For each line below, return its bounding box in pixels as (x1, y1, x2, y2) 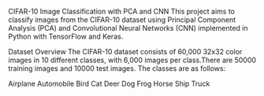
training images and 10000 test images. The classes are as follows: (8, 64, 226, 73)
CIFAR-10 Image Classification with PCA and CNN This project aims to (8, 7, 235, 16)
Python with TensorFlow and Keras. (8, 31, 124, 41)
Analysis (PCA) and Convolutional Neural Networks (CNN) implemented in (8, 24, 248, 32)
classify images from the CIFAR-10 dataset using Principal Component (8, 15, 236, 24)
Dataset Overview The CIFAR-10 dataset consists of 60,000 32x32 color (8, 47, 243, 56)
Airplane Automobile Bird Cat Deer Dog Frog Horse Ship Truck (8, 79, 210, 88)
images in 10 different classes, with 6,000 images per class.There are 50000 (8, 55, 257, 65)
